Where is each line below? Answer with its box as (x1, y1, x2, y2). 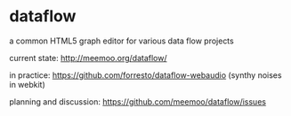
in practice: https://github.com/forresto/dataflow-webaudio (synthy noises (9, 69, 282, 81)
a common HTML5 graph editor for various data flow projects (9, 35, 234, 46)
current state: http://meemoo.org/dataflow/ (9, 52, 167, 63)
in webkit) (9, 79, 46, 89)
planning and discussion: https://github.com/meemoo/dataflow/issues (9, 96, 267, 107)
